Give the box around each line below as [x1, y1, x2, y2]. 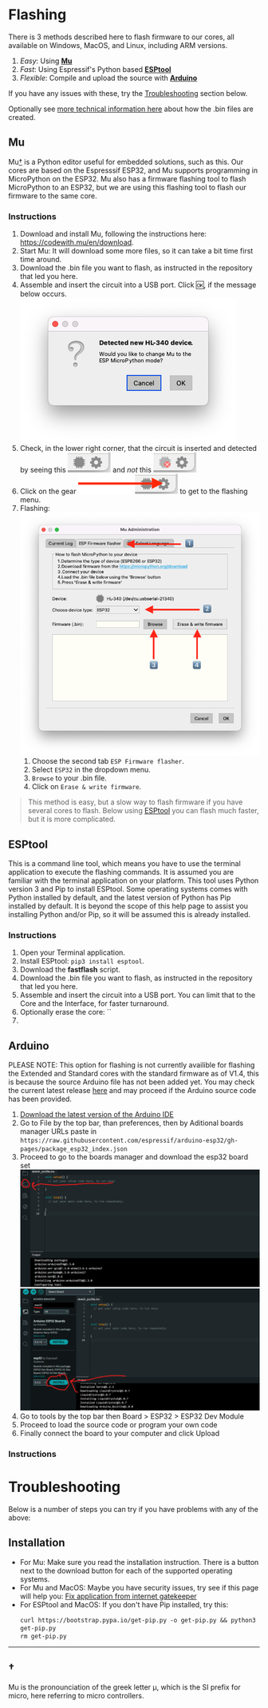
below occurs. [19, 289, 67, 299]
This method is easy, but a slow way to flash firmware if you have [27, 797, 243, 807]
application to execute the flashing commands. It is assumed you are [8, 868, 234, 877]
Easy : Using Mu [19, 56, 73, 66]
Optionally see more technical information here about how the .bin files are [8, 104, 254, 114]
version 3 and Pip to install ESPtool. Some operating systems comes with [8, 884, 248, 894]
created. [8, 112, 36, 122]
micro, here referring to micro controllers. [8, 1691, 144, 1701]
